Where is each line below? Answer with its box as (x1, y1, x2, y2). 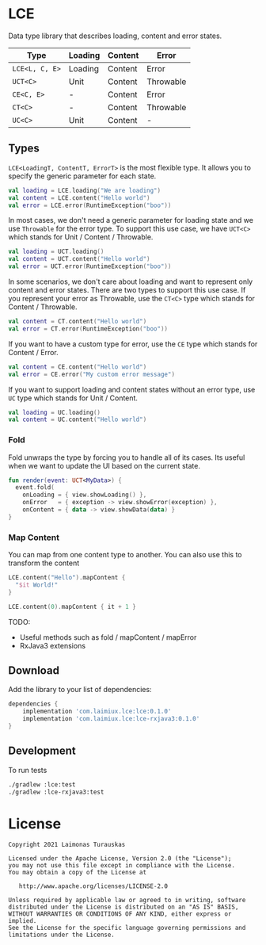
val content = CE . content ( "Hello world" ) (8, 362, 147, 371)
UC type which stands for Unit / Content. (8, 393, 139, 403)
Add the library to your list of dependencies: (8, 685, 152, 694)
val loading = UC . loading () (8, 408, 101, 416)
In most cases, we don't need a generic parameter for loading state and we (8, 216, 253, 225)
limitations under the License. (8, 931, 115, 939)
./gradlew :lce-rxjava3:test (8, 788, 104, 796)
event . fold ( (15, 484, 55, 492)
